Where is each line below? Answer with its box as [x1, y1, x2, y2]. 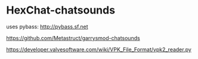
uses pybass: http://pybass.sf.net [6, 23, 88, 30]
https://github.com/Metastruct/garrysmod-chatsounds [6, 34, 140, 41]
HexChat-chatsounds [6, 4, 115, 17]
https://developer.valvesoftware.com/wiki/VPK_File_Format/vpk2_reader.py [6, 45, 192, 53]
